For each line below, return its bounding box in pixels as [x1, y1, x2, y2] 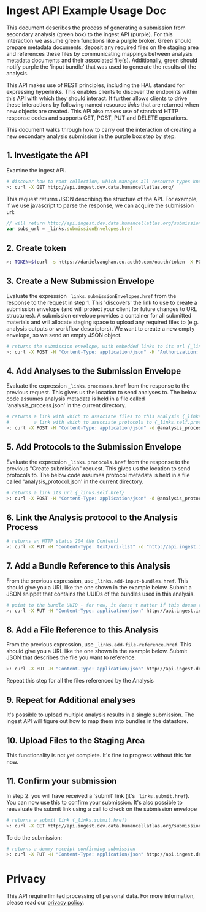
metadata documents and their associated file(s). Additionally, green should [6, 56, 198, 64]
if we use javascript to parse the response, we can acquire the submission [6, 202, 194, 209]
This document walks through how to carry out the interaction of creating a [6, 126, 196, 133]
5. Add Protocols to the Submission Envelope [6, 442, 182, 453]
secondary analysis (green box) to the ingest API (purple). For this [6, 30, 173, 37]
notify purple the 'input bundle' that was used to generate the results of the [6, 63, 196, 71]
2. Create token [6, 243, 66, 253]
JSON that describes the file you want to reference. [6, 654, 137, 661]
